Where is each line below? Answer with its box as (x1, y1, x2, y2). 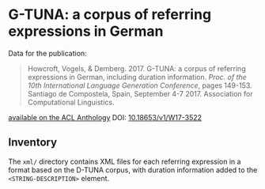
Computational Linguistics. (27, 97, 115, 107)
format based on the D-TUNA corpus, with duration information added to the (8, 164, 258, 175)
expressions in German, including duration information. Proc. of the (27, 72, 247, 81)
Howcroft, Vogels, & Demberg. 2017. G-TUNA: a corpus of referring (27, 63, 247, 73)
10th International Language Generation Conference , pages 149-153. (27, 81, 252, 90)
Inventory (8, 136, 58, 149)
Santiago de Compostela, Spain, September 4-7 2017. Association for (27, 89, 253, 98)
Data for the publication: (8, 48, 87, 58)
